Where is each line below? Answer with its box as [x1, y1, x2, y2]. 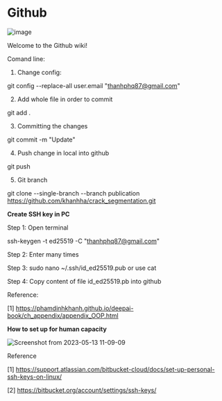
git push [7, 162, 31, 171]
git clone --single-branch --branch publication [7, 189, 140, 197]
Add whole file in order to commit [17, 95, 113, 103]
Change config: [17, 68, 62, 76]
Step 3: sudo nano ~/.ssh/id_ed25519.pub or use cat [7, 264, 157, 272]
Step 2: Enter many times [7, 250, 79, 258]
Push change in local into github [17, 148, 110, 157]
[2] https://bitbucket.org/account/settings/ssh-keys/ [7, 386, 157, 394]
